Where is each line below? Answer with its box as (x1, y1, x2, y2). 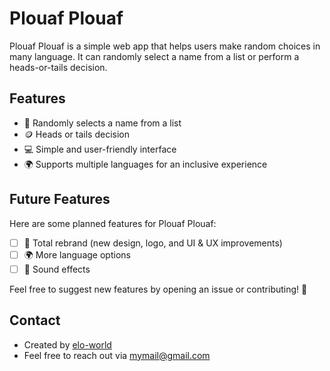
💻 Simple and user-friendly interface (23, 143, 177, 155)
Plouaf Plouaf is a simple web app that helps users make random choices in (9, 40, 321, 52)
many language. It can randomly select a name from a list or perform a (9, 50, 300, 62)
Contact (9, 312, 61, 329)
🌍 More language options (23, 248, 131, 261)
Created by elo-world (23, 338, 112, 351)
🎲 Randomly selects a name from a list (23, 117, 182, 129)
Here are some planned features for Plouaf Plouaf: (9, 217, 217, 229)
